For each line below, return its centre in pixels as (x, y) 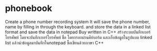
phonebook (29, 8)
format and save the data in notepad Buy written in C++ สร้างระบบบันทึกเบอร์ (78, 32)
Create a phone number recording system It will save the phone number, (78, 22)
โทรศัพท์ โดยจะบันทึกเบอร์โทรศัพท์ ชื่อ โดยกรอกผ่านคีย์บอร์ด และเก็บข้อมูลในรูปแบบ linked (78, 37)
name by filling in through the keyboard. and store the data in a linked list (78, 26)
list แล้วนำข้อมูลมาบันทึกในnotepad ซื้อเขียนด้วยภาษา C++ (54, 43)
